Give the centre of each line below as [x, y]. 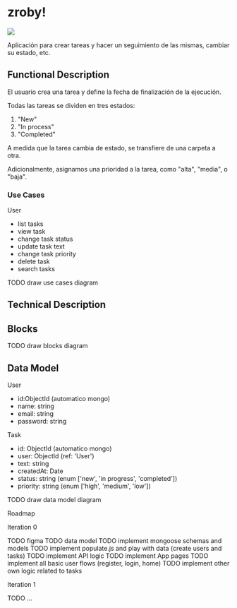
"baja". [17, 177]
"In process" [36, 126]
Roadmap [21, 513]
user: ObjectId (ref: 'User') [56, 456]
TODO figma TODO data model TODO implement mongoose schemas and [115, 541]
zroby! [27, 12]
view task [31, 232]
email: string [36, 414]
